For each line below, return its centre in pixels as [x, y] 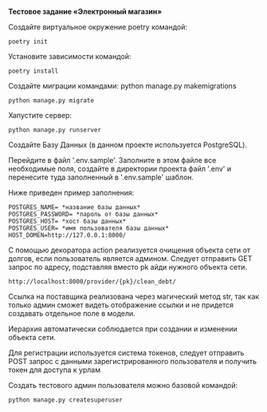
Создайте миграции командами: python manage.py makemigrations [122, 86]
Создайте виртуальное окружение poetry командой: [98, 27]
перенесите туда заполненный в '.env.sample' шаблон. [101, 177]
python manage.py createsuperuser [66, 400]
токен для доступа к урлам [55, 370]
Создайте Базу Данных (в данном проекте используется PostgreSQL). [128, 145]
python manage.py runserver [55, 130]
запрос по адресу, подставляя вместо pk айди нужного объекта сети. [128, 267]
